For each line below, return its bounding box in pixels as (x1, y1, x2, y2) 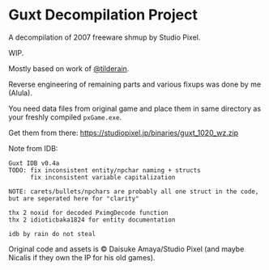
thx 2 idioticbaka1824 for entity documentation (8, 216, 176, 224)
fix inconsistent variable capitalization (29, 173, 176, 181)
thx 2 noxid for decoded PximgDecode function (8, 209, 169, 217)
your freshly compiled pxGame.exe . (8, 112, 122, 122)
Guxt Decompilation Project (8, 6, 199, 24)
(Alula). (8, 87, 32, 98)
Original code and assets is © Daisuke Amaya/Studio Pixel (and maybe (8, 244, 245, 254)
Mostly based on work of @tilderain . (8, 63, 130, 74)
